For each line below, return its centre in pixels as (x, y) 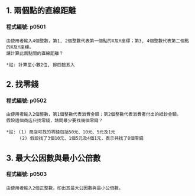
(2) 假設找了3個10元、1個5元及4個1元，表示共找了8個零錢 (81, 138)
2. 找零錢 (22, 84)
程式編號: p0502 (27, 100)
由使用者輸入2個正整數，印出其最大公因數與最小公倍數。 (65, 188)
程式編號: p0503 (27, 174)
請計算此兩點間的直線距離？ (35, 53)
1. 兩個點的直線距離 (41, 11)
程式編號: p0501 (26, 27)
